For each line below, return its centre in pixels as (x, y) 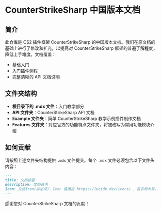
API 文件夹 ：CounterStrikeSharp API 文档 (53, 112)
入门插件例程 (25, 71)
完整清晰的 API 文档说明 (36, 77)
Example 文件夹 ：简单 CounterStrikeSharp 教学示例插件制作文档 (76, 118)
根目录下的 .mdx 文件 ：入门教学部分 (48, 106)
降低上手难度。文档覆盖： (31, 54)
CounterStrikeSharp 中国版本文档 (73, 10)
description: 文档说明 (26, 185)
